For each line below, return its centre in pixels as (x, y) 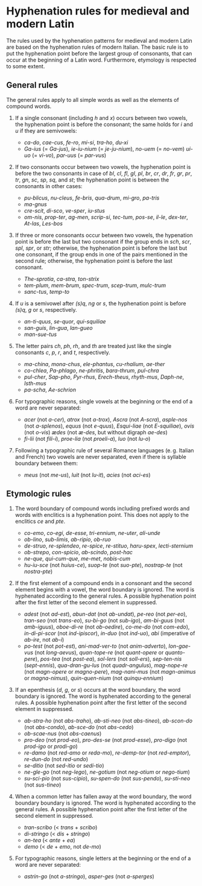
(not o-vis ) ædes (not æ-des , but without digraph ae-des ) (96, 432)
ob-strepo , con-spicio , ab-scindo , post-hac (78, 552)
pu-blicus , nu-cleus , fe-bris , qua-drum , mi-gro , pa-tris (92, 198)
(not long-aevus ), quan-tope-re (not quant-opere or (99, 652)
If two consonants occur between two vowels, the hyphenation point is (103, 166)
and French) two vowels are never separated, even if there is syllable (101, 457)
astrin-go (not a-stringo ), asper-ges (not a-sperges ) (89, 876)
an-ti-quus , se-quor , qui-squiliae (65, 321)
